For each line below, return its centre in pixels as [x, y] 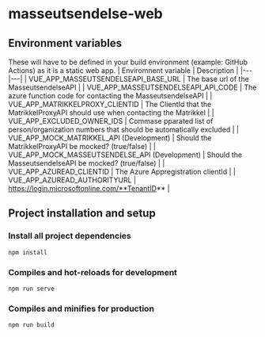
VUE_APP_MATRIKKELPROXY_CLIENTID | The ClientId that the [110, 104]
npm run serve [32, 289]
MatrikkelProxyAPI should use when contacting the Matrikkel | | [112, 113]
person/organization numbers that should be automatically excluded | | [124, 129]
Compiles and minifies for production [81, 308]
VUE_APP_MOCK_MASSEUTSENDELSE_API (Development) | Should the [125, 155]
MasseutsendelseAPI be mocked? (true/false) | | [87, 163]
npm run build [32, 325]
